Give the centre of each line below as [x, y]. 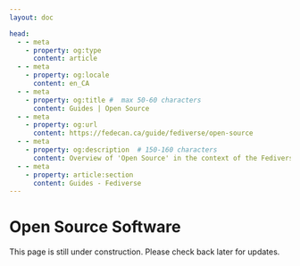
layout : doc [31, 17]
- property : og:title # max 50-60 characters [113, 100]
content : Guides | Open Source [91, 108]
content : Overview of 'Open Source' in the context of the [145, 158]
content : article [65, 59]
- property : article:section [79, 175]
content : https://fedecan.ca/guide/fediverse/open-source [143, 133]
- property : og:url [62, 125]
